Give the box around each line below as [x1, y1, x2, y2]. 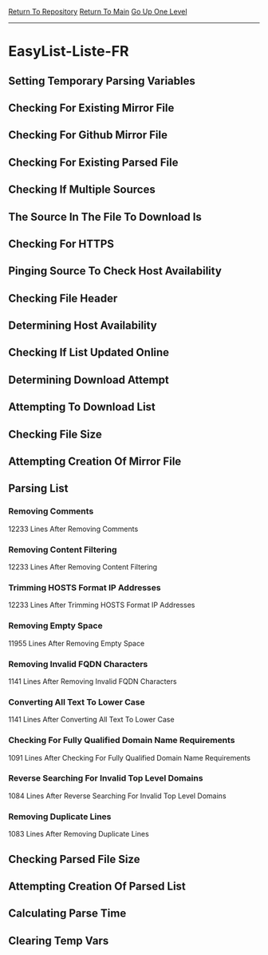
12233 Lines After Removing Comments [8, 524, 139, 533]
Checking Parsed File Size [8, 852, 140, 866]
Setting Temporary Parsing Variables [8, 74, 195, 87]
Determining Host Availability [8, 319, 157, 333]
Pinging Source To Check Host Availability [8, 264, 222, 278]
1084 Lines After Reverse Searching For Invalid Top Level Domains [8, 791, 227, 801]
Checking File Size [8, 427, 102, 441]
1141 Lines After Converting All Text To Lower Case [8, 715, 175, 725]
